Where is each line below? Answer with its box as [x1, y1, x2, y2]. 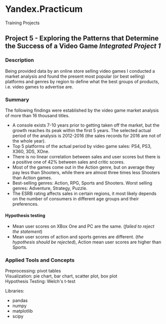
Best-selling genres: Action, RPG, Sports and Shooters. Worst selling [12, 180, 153, 186]
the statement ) [12, 229, 43, 234]
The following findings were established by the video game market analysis [5, 107, 159, 113]
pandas [12, 298, 28, 304]
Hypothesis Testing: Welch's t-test [5, 278, 76, 284]
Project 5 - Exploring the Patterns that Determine [5, 34, 159, 43]
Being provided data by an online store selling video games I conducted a [5, 68, 155, 74]
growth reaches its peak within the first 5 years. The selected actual [12, 127, 151, 133]
